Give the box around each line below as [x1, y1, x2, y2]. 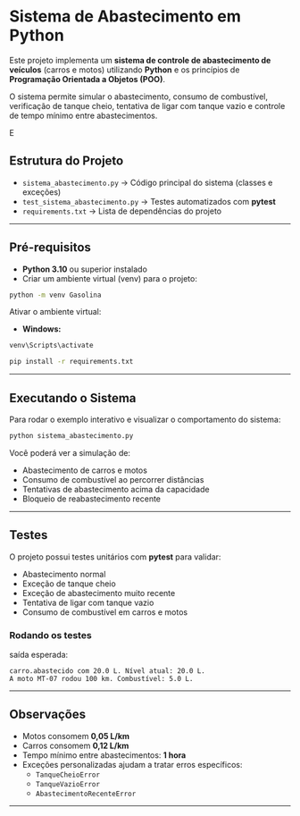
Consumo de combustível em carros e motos [21, 606, 188, 618]
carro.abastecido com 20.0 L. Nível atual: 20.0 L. [9, 666, 205, 676]
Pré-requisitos [9, 240, 92, 256]
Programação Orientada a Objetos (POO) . [9, 73, 165, 84]
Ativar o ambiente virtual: [9, 307, 102, 317]
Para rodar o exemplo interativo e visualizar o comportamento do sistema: [9, 414, 281, 425]
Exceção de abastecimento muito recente [21, 587, 176, 598]
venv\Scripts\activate [9, 341, 94, 350]
